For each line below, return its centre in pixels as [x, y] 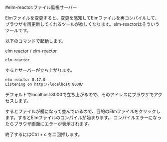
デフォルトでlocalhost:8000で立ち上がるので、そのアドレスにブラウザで [80, 94]
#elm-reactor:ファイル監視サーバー [41, 7]
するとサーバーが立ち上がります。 [40, 70]
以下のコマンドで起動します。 [36, 41]
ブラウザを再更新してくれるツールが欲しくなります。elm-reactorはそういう [83, 24]
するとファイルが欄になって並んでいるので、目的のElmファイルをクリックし [83, 111]
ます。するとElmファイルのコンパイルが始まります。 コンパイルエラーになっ [83, 117]
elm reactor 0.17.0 [25, 79]
